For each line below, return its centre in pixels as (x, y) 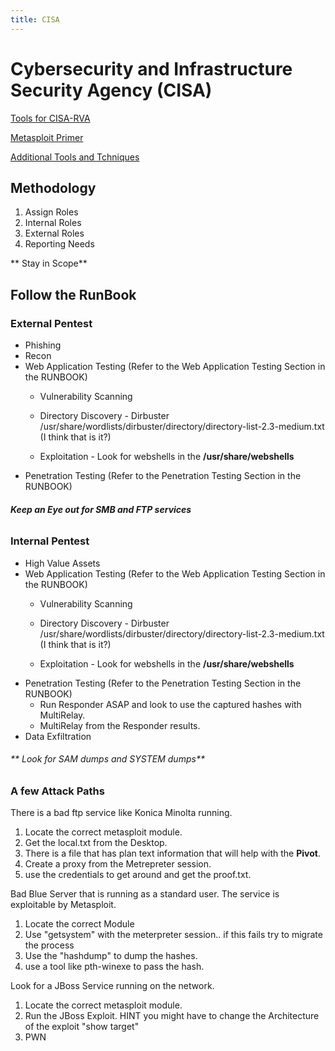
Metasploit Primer (47, 137)
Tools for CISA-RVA (50, 118)
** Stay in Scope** (49, 263)
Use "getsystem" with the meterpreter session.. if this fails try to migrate (173, 935)
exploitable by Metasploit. (63, 905)
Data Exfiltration (58, 736)
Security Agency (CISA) (111, 90)
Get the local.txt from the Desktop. (96, 843)
